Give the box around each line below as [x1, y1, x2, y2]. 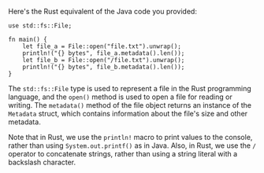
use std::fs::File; [8, 22, 73, 30]
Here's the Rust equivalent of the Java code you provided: [8, 7, 197, 16]
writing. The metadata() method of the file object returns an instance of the [8, 101, 252, 109]
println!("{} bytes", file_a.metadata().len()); [22, 50, 185, 57]
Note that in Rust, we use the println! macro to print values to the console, [8, 133, 253, 142]
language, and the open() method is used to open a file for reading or [8, 92, 232, 101]
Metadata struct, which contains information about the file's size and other [8, 109, 248, 118]
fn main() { [8, 35, 47, 43]
